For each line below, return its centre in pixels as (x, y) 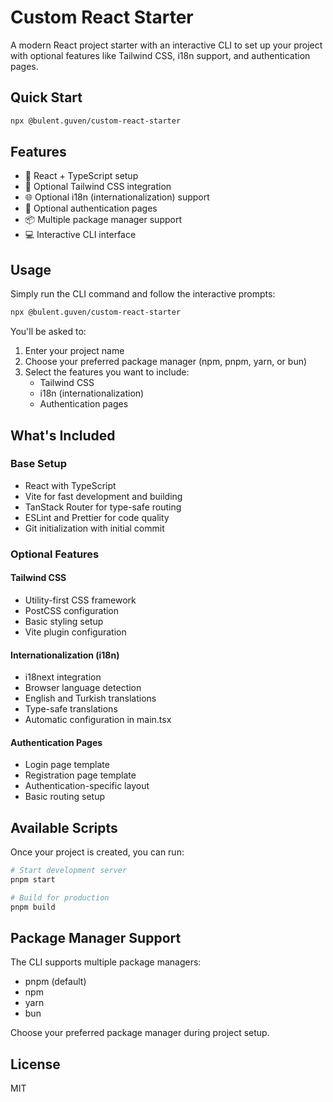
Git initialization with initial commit (94, 528)
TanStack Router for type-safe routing (103, 507)
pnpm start (33, 880)
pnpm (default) (55, 982)
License (35, 1064)
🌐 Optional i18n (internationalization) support (117, 197)
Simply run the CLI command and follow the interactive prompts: (143, 294)
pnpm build (33, 907)
